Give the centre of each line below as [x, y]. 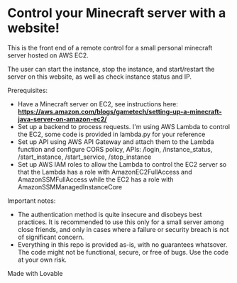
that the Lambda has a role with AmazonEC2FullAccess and [105, 172]
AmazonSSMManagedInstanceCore [70, 187]
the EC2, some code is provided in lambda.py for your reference [111, 134]
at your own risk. [42, 260]
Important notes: [32, 201]
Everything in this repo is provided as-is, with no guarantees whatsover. [122, 244]
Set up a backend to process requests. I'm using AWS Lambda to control [124, 126]
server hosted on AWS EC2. [48, 55]
